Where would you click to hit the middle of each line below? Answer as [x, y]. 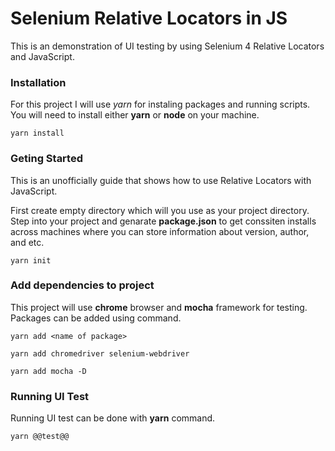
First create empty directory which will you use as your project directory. [160, 210]
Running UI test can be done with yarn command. [113, 418]
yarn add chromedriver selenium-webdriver [100, 353]
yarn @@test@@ [40, 437]
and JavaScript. [42, 56]
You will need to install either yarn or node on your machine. [135, 115]
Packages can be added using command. [96, 318]
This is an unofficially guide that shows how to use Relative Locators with [161, 180]
